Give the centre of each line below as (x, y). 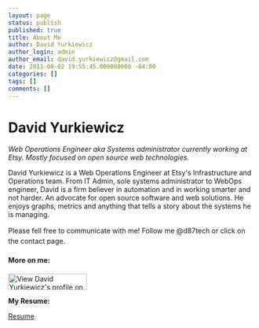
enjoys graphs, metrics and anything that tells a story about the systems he (130, 206)
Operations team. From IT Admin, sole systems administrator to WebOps (125, 181)
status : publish (35, 23)
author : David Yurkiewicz (50, 45)
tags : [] (22, 81)
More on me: (29, 260)
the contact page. (36, 241)
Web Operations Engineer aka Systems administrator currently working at (128, 149)
